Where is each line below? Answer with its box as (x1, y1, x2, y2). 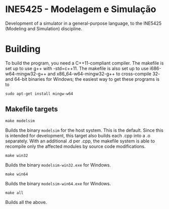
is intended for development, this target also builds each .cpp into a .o (5, 132, 150, 138)
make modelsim (5, 118, 35, 123)
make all (5, 190, 24, 195)
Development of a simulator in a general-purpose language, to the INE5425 (5, 20, 162, 26)
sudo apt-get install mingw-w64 (5, 91, 73, 96)
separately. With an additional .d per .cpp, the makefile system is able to (5, 138, 155, 144)
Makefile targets (5, 105, 58, 114)
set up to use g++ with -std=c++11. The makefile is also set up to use (5, 65, 149, 71)
